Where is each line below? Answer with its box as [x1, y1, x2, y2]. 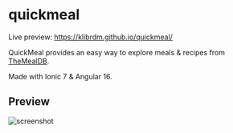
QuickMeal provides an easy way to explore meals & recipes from [8, 47, 225, 57]
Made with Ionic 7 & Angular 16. [8, 71, 112, 81]
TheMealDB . [8, 56, 50, 66]
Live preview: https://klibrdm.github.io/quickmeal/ [8, 32, 173, 42]
